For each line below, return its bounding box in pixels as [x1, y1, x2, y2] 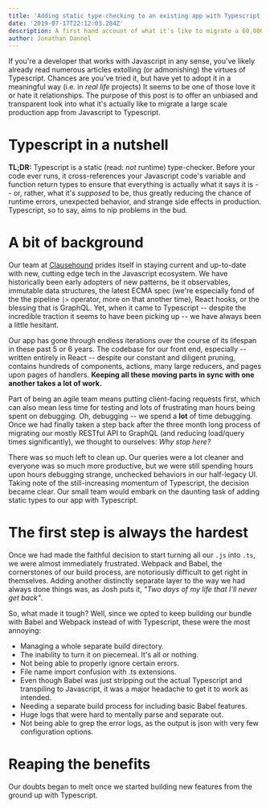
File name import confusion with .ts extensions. [19, 667, 177, 677]
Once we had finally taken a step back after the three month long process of [8, 420, 261, 429]
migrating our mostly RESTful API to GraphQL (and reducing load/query [8, 429, 245, 438]
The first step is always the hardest [8, 524, 249, 542]
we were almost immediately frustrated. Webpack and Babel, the [8, 559, 223, 569]
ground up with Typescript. [8, 790, 98, 800]
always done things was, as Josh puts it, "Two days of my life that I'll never [8, 585, 257, 595]
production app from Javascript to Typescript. [8, 108, 161, 118]
